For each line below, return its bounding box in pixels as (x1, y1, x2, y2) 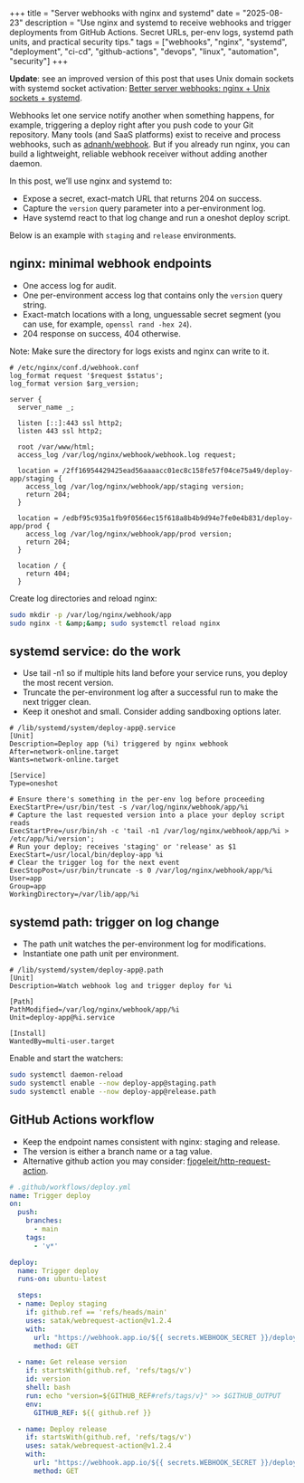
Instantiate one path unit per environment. (22, 948, 179, 959)
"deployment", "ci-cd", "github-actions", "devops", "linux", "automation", (9, 46, 279, 57)
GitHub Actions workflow (9, 1112, 155, 1127)
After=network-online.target (9, 747, 119, 756)
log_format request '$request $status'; (9, 371, 165, 380)
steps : (17, 1291, 43, 1300)
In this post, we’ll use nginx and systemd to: (9, 176, 173, 186)
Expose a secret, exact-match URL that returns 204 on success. (22, 194, 262, 204)
